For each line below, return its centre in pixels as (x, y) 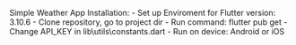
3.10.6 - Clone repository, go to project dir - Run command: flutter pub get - (148, 22)
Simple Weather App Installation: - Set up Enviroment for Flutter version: (143, 13)
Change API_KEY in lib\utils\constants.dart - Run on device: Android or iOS (147, 31)
